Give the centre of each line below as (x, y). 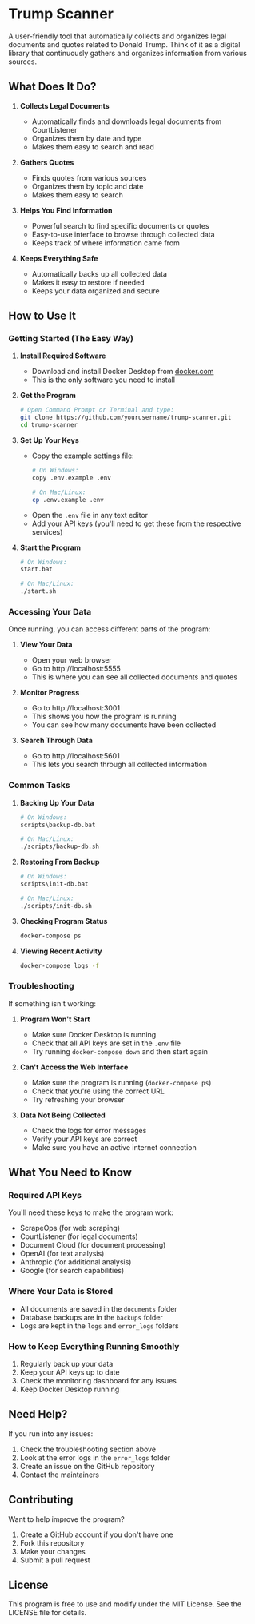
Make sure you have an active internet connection (114, 1147)
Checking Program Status (64, 921)
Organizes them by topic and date (88, 186)
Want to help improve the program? (67, 1519)
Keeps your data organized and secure (96, 291)
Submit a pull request (55, 1560)
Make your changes (52, 1551)
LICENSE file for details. (48, 1613)
